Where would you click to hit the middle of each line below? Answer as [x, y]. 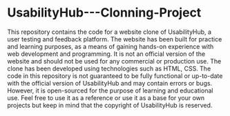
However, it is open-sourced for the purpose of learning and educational [110, 90]
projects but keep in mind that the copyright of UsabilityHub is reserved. [110, 105]
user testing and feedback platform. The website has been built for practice [115, 39]
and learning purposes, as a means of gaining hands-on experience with [111, 46]
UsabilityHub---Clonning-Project [104, 13]
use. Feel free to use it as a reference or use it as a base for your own [106, 97]
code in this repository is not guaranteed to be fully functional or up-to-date [115, 76]
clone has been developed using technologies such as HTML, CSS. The [109, 68]
